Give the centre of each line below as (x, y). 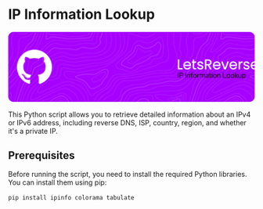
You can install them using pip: (58, 182)
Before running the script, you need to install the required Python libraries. (128, 175)
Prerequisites (41, 155)
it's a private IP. (33, 131)
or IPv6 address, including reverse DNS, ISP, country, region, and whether (127, 122)
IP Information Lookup (81, 14)
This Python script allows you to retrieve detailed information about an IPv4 (130, 114)
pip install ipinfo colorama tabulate (71, 198)
